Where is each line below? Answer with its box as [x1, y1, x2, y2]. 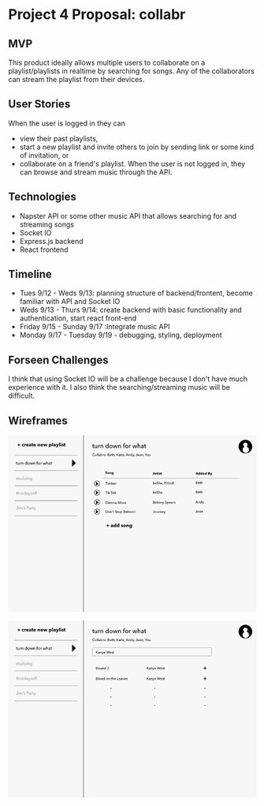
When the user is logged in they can [8, 118, 126, 128]
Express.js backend [19, 236, 84, 246]
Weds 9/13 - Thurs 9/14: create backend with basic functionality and [19, 306, 242, 315]
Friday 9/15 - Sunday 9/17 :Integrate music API [19, 322, 170, 332]
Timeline [8, 268, 53, 281]
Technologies [8, 190, 77, 204]
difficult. [8, 391, 35, 400]
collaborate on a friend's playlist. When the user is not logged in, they [19, 159, 246, 168]
